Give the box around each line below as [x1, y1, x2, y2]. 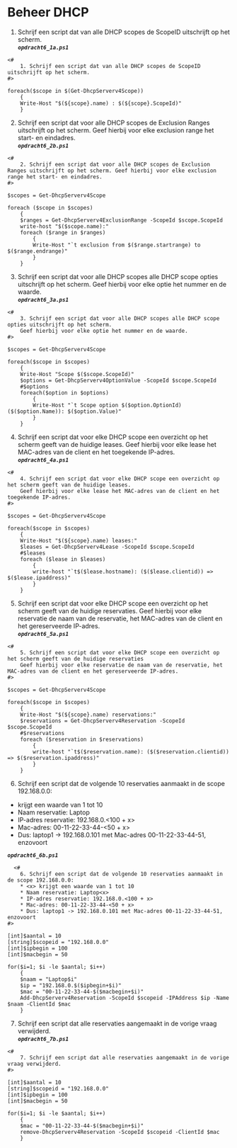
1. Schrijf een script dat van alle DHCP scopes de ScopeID [20, 62, 201, 69]
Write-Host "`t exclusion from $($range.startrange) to [33, 241, 201, 249]
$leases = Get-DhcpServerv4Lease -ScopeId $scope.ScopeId [20, 543, 195, 550]
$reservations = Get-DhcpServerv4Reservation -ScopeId [20, 717, 185, 724]
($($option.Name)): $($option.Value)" [7, 408, 122, 415]
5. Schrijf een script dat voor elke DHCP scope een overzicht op [20, 649, 220, 656]
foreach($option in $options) [20, 389, 110, 397]
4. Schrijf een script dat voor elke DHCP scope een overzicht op [20, 475, 220, 482]
